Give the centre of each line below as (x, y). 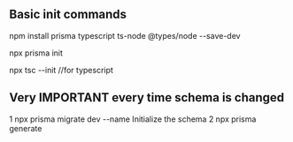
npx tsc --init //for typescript (61, 70)
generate (26, 128)
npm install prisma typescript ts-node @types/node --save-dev (125, 35)
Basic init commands (68, 15)
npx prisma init (36, 53)
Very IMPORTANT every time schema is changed (147, 97)
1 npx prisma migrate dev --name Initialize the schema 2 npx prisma (133, 119)
